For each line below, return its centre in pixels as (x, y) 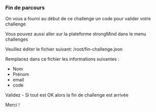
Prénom (21, 74)
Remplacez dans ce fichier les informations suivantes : (62, 59)
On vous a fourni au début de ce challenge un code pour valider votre (78, 19)
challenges (17, 39)
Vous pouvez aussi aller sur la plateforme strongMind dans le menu (76, 34)
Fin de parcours (25, 8)
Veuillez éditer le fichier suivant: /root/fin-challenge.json (64, 49)
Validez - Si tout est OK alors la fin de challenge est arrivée (67, 95)
